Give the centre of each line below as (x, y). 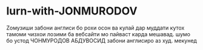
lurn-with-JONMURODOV (72, 11)
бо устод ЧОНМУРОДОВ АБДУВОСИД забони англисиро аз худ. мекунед (101, 40)
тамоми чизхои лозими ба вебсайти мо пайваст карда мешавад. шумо (98, 34)
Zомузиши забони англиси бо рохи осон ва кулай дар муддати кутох (95, 28)
